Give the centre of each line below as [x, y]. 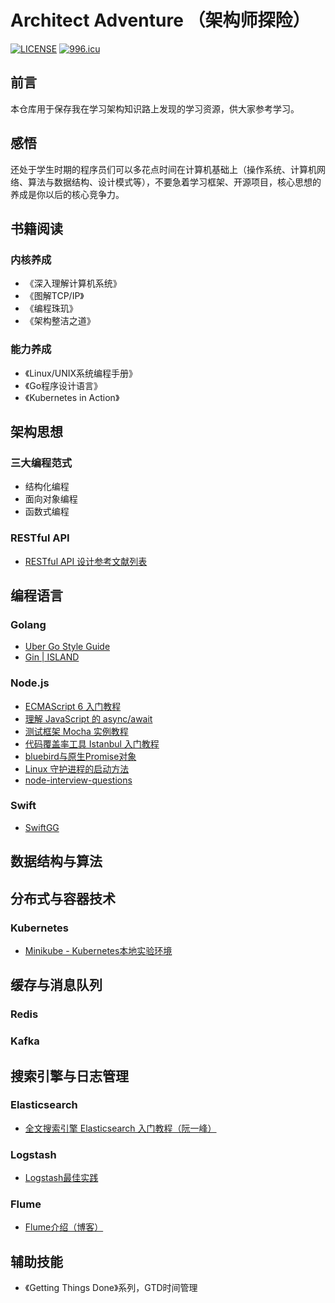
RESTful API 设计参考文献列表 [86, 561]
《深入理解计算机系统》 [73, 283]
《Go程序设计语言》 [63, 385]
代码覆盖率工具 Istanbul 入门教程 [92, 743]
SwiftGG [42, 827]
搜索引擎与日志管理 [69, 1076]
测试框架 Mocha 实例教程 [76, 731]
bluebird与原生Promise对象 [80, 756]
